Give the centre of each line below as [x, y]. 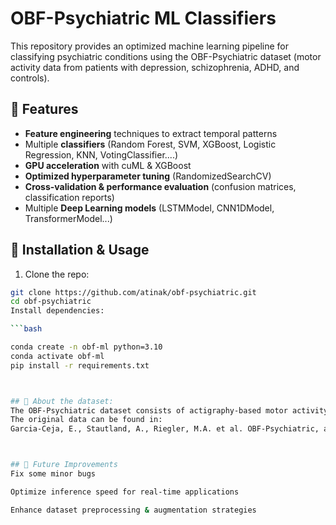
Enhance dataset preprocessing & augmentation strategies [133, 510]
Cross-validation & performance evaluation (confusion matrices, [160, 186]
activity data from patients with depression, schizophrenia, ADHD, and [155, 67]
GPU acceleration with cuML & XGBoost [108, 165]
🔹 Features [44, 109]
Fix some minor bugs [53, 474]
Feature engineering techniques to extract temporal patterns [151, 133]
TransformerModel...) [68, 218]
